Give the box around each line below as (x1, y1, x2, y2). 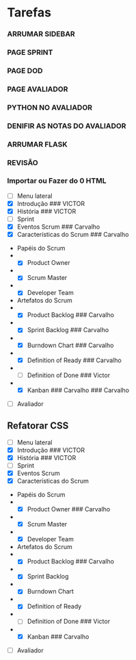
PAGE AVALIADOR (7, 84, 68, 94)
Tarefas (7, 5, 51, 21)
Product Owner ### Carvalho (27, 505, 111, 513)
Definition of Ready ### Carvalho (27, 356, 122, 364)
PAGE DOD (7, 66, 43, 75)
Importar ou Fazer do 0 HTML (7, 176, 107, 186)
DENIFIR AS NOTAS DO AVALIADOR (7, 121, 126, 131)
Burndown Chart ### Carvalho (27, 341, 114, 349)
